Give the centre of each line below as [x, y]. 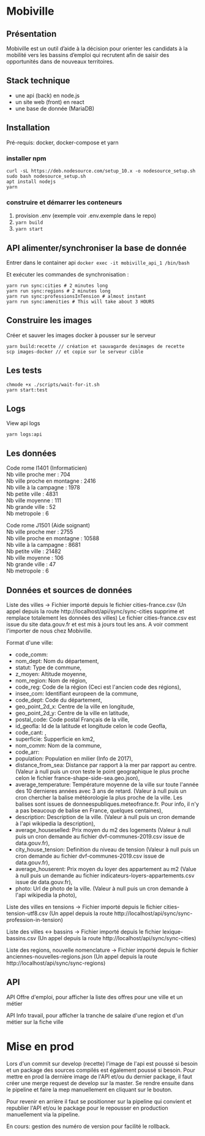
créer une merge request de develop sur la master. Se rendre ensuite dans [100, 1083]
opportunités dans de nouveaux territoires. [60, 61]
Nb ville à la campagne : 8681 [43, 545]
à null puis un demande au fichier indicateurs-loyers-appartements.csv [105, 875]
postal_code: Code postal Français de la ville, [72, 719]
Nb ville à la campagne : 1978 [43, 488]
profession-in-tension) [35, 920]
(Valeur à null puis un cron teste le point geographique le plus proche [102, 771]
